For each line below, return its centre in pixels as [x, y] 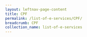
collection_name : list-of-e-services [44, 27]
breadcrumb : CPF [22, 23]
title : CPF [16, 14]
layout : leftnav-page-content [36, 9]
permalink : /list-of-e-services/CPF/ [44, 18]
